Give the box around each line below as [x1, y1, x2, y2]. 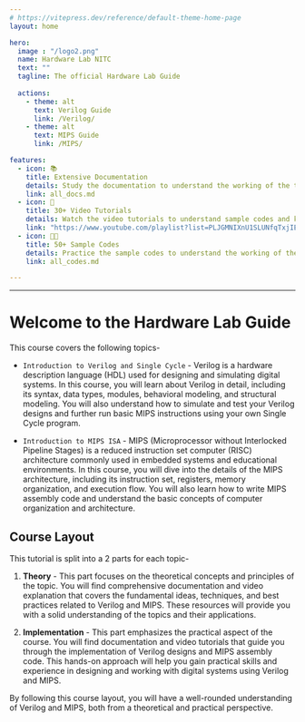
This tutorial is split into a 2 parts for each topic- [9, 553, 190, 563]
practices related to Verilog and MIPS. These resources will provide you [22, 600, 290, 610]
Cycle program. [22, 418, 82, 429]
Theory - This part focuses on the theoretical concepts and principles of [22, 571, 295, 581]
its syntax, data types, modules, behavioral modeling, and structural [22, 389, 277, 400]
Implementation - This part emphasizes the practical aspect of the [22, 627, 273, 638]
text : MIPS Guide [33, 131, 100, 141]
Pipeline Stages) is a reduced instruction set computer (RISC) [22, 445, 252, 456]
